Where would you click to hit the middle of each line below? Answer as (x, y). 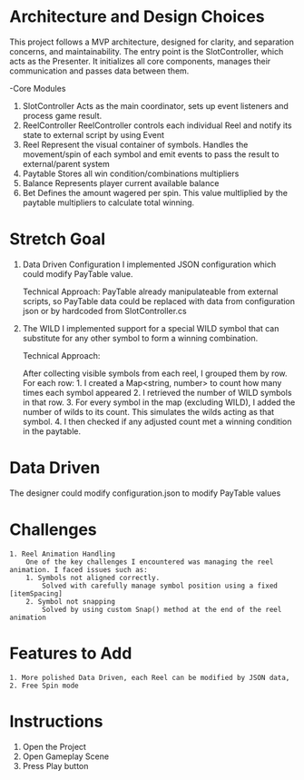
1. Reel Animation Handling (63, 554)
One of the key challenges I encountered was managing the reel (150, 562)
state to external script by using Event (93, 134)
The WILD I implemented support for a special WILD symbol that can (151, 328)
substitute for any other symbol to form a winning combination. (140, 338)
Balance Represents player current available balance (121, 183)
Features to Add (71, 653)
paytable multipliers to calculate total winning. (108, 202)
